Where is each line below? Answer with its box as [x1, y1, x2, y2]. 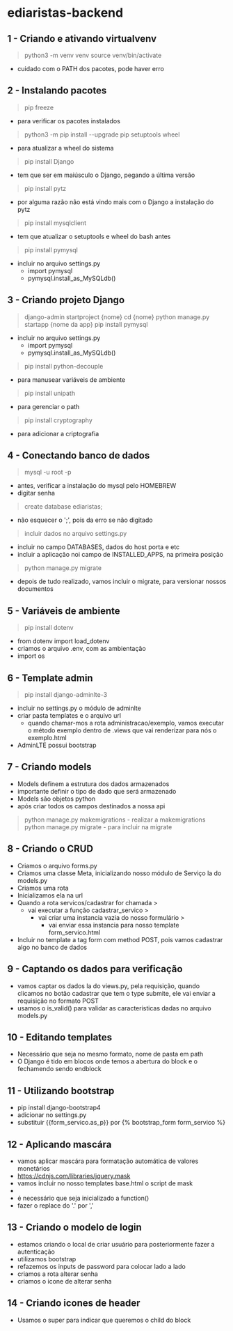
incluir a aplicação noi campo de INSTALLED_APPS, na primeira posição [17, 551, 224, 559]
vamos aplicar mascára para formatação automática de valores [17, 1157, 199, 1165]
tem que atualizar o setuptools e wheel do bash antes [17, 232, 171, 240]
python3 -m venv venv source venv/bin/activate [24, 51, 162, 59]
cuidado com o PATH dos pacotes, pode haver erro [17, 65, 165, 72]
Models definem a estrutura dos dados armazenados [17, 779, 170, 788]
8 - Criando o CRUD [7, 843, 94, 855]
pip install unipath [24, 389, 75, 397]
